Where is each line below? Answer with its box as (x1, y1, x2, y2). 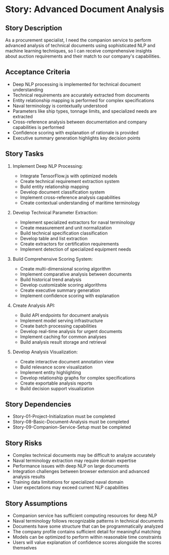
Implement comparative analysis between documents (20, 271, 132, 277)
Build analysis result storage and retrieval (20, 339, 106, 345)
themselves (12, 545, 37, 551)
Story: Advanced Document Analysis (5, 4, 164, 15)
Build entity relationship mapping (20, 183, 89, 190)
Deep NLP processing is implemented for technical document (12, 81, 141, 87)
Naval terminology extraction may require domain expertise (12, 457, 137, 464)
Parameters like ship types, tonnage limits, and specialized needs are (12, 108, 157, 114)
